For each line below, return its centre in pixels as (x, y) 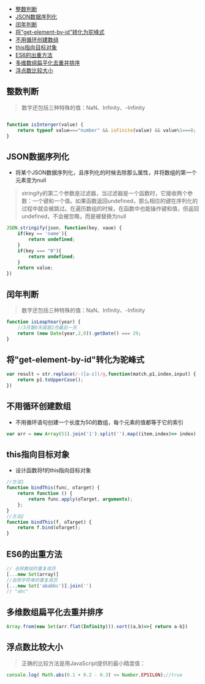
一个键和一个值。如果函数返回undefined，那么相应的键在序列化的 (115, 201)
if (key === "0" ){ (40, 251)
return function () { (45, 494)
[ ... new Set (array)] (33, 574)
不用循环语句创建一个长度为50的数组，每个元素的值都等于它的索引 (99, 422)
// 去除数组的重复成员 (31, 569)
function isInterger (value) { (45, 125)
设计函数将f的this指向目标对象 (53, 470)
